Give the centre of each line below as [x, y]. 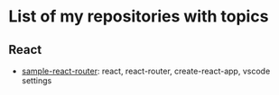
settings [37, 81]
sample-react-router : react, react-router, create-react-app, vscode [146, 71]
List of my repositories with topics [139, 17]
